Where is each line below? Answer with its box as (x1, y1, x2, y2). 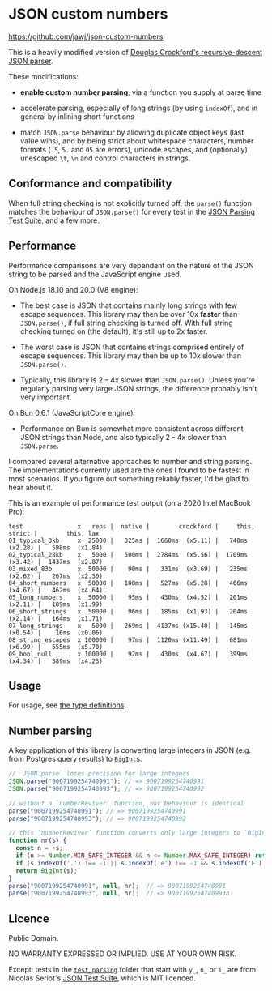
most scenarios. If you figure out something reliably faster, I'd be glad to (8, 473, 249, 483)
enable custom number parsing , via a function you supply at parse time (19, 87, 261, 97)
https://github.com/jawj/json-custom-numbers (8, 32, 164, 41)
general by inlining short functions (19, 111, 135, 122)
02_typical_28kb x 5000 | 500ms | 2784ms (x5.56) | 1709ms (8, 550, 249, 559)
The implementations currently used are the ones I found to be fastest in (8, 465, 249, 475)
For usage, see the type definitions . (8, 700, 127, 710)
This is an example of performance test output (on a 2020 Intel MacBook (8, 498, 251, 507)
